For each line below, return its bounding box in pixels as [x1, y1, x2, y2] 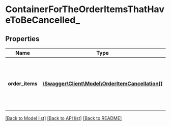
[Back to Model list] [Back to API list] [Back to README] [5, 115, 122, 121]
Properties [5, 34, 40, 43]
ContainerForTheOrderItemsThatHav [5, 4, 164, 15]
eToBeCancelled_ [5, 14, 80, 26]
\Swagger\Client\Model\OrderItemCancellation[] [42, 80, 163, 87]
